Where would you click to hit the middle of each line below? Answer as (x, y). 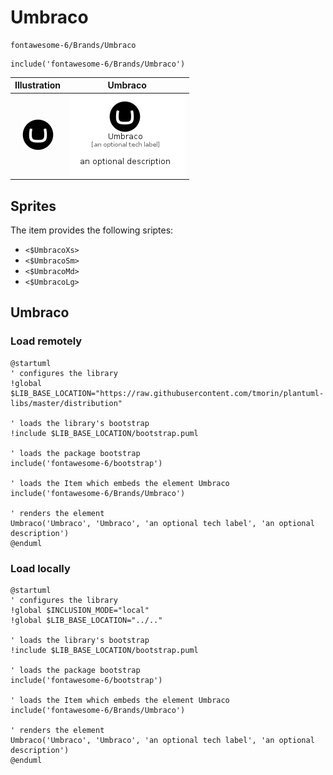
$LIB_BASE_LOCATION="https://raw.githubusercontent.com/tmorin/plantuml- (167, 393)
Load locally (40, 568)
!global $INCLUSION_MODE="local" (80, 610)
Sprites (33, 206)
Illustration (38, 85)
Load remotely (46, 341)
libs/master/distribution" (66, 403)
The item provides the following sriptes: (92, 230)
